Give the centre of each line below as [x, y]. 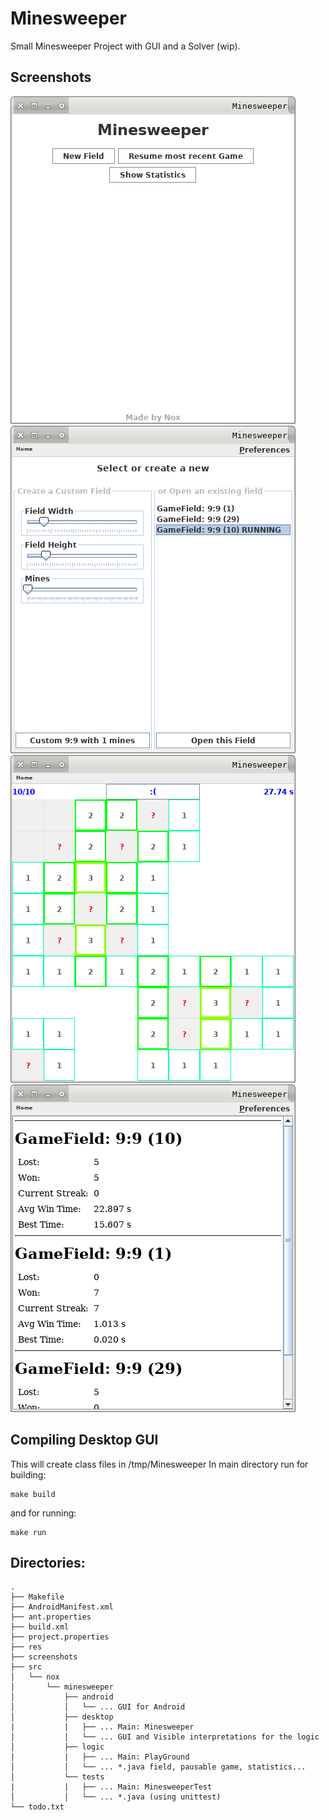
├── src [26, 1667]
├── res [26, 1647]
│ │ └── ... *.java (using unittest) [116, 1797]
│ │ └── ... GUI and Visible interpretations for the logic [165, 1737]
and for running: [43, 1513]
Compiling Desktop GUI [84, 1440]
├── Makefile [37, 1597]
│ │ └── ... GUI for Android [98, 1707]
